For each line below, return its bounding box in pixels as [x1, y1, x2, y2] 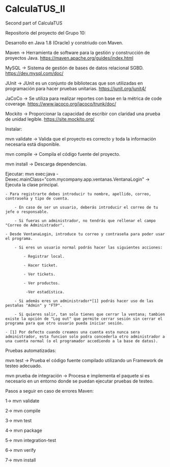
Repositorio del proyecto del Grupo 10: [5, 30, 86, 36]
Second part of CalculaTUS [5, 20, 63, 26]
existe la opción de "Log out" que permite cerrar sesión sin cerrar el [5, 316, 163, 321]
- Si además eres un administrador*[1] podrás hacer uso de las [14, 298, 154, 304]
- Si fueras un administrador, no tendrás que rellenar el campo [14, 218, 156, 223]
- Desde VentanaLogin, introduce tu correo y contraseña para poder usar [5, 231, 165, 237]
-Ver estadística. [25, 289, 65, 294]
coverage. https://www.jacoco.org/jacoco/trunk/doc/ [5, 100, 116, 107]
